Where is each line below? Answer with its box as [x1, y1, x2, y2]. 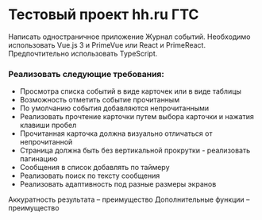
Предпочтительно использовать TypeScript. [8, 48, 158, 58]
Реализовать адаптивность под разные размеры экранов [19, 179, 217, 189]
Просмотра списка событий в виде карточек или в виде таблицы [19, 87, 242, 96]
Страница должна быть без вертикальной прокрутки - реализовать [19, 145, 251, 156]
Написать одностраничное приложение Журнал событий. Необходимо [8, 32, 251, 41]
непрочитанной [19, 137, 73, 147]
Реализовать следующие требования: [8, 68, 165, 79]
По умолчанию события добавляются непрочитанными [19, 103, 210, 113]
